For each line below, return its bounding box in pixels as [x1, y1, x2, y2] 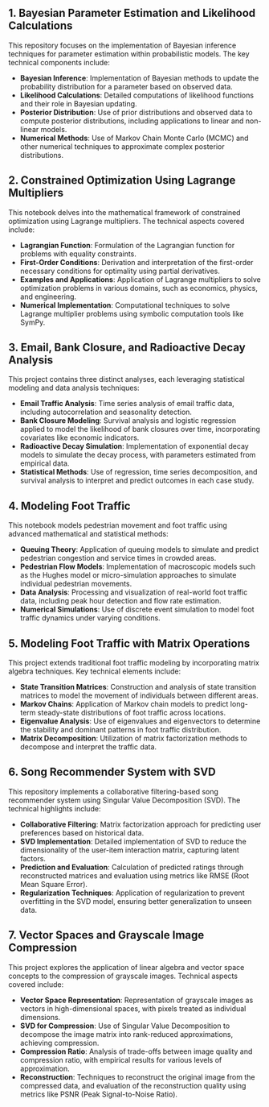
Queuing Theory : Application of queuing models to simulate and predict [19, 545, 259, 554]
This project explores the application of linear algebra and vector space [8, 962, 245, 972]
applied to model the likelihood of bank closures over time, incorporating [19, 425, 261, 434]
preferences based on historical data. [19, 827, 145, 837]
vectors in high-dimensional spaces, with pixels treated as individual [19, 1003, 247, 1014]
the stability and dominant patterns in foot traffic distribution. [19, 725, 222, 735]
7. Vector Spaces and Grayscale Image [8, 928, 205, 942]
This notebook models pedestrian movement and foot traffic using [8, 520, 227, 530]
